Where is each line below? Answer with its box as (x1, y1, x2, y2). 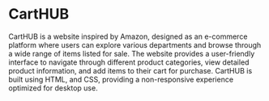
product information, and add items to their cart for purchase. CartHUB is (8, 65, 253, 75)
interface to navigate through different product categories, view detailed (8, 57, 250, 67)
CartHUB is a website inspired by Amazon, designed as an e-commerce (8, 32, 248, 41)
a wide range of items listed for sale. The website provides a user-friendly (8, 48, 255, 58)
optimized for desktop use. (8, 82, 99, 93)
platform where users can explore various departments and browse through (8, 40, 262, 49)
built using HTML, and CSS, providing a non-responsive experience (8, 74, 233, 84)
